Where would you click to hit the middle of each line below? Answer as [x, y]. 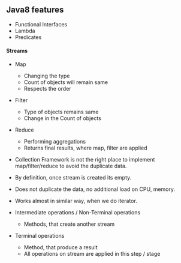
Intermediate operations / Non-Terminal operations [78, 213]
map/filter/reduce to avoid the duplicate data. [71, 166]
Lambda [25, 31]
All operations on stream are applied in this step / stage [92, 254]
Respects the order [47, 89]
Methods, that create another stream [69, 224]
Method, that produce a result [61, 247]
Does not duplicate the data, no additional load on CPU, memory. [95, 189]
